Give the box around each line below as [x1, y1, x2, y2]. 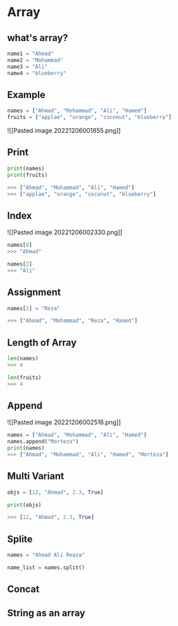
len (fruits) [7, 374, 42, 381]
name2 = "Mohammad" [7, 56, 64, 63]
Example [7, 88, 46, 101]
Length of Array [7, 337, 77, 348]
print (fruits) [7, 171, 48, 178]
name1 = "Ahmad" [7, 50, 54, 57]
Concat [7, 584, 39, 595]
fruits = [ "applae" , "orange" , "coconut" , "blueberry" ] [7, 114, 172, 121]
